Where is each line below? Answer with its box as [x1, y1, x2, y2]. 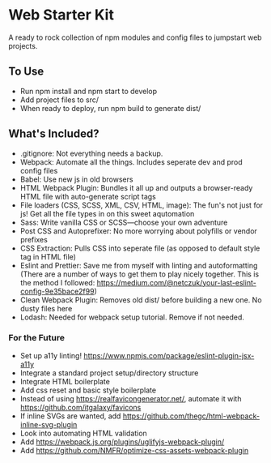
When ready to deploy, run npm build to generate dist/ [19, 103, 201, 113]
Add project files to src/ [19, 95, 100, 105]
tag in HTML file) [19, 251, 77, 261]
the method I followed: [19, 277, 95, 287]
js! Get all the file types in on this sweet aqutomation [19, 208, 195, 218]
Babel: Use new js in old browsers [19, 174, 133, 184]
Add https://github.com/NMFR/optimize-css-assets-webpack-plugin [19, 445, 249, 455]
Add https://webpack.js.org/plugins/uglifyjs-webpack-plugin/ [19, 436, 225, 447]
